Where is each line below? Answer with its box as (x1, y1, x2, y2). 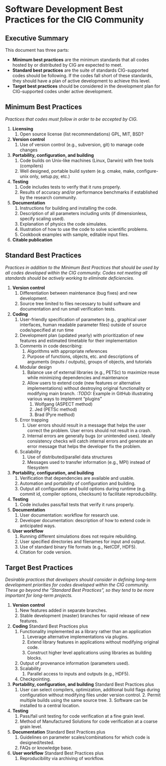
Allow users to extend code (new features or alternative (27, 380, 141, 386)
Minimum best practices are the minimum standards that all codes (12, 57, 150, 63)
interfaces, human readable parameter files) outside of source (19, 322, 147, 328)
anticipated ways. (19, 523, 56, 529)
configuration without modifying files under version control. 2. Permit (19, 692, 161, 698)
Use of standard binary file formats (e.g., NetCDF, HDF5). (19, 544, 137, 549)
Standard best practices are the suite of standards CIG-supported (12, 67, 149, 73)
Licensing (12, 125, 33, 131)
